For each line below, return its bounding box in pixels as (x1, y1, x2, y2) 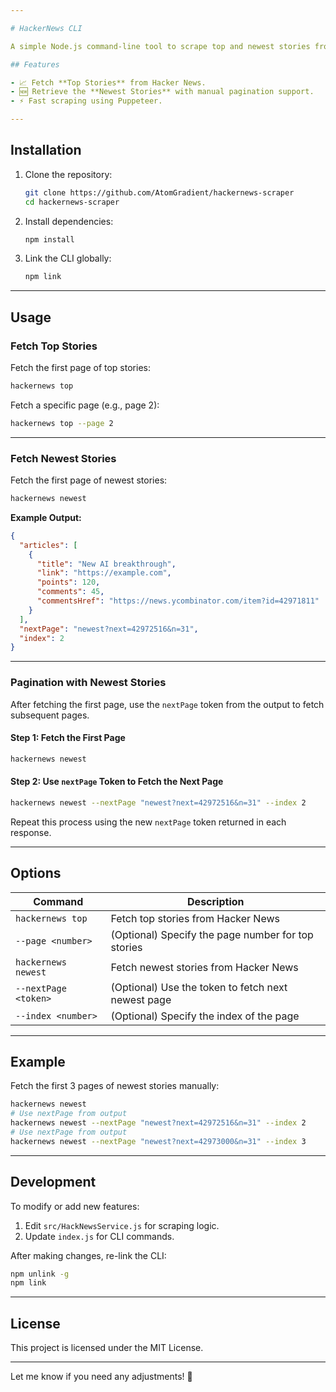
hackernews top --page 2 (10, 418, 114, 428)
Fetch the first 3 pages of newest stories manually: (10, 1080, 220, 1092)
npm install (24, 234, 75, 245)
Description (187, 894, 245, 908)
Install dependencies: (24, 215, 114, 227)
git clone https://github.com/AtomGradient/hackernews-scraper (24, 187, 295, 198)
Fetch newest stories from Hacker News (110, 960, 299, 974)
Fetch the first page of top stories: (10, 362, 151, 373)
